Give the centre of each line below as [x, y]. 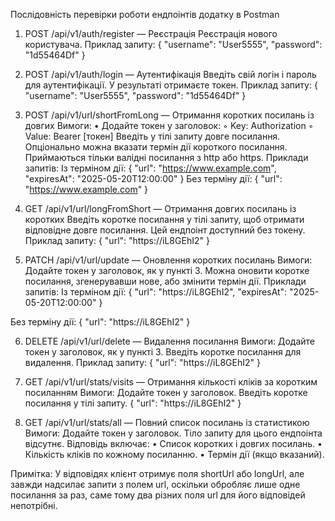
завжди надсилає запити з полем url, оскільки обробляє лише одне [155, 484]
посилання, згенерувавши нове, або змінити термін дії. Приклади [165, 281]
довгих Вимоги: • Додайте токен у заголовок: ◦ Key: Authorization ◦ [169, 125]
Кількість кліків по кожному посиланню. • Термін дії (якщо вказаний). [174, 454]
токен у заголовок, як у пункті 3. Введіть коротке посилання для [163, 352]
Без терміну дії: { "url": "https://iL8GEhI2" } [100, 322]
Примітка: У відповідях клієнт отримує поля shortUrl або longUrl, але [157, 473]
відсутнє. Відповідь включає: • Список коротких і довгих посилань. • [173, 443]
